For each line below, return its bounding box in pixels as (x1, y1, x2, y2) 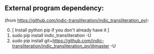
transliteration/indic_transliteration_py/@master (11, 42, 109, 49)
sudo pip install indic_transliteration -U (11, 32, 91, 38)
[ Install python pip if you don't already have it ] (11, 27, 109, 33)
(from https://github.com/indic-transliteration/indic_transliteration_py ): (4, 17, 149, 23)
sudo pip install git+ (11, 37, 53, 43)
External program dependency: (4, 4, 104, 12)
